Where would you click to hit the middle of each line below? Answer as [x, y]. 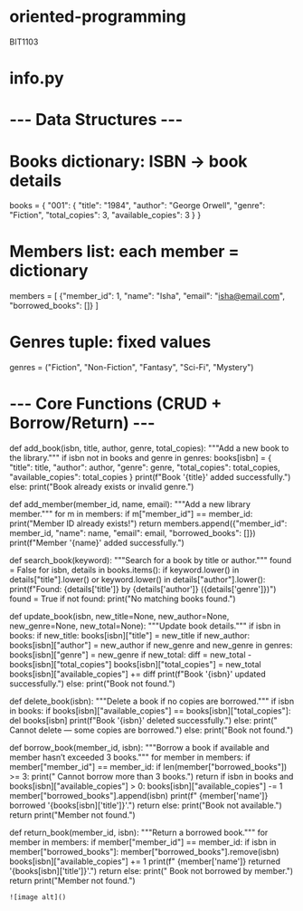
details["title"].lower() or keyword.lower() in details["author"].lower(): [137, 580]
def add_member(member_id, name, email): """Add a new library [130, 504]
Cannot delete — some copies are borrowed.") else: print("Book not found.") [151, 730]
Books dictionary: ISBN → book [128, 161]
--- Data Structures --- [96, 120]
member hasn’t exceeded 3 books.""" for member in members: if [130, 757]
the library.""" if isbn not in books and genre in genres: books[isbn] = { [141, 458]
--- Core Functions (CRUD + [116, 404]
